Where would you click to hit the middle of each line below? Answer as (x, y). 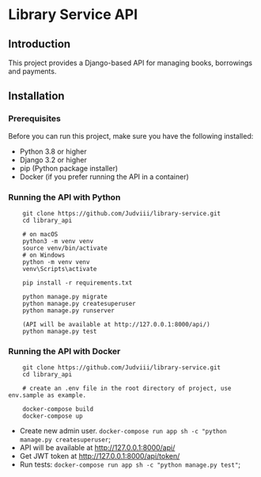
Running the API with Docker (64, 351)
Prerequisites (34, 119)
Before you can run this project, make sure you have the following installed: (131, 135)
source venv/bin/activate (65, 248)
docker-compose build (58, 410)
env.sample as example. (47, 395)
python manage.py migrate (65, 296)
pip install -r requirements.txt (78, 283)
